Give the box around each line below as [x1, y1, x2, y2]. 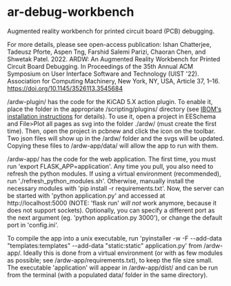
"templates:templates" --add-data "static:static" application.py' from [7, 241, 202, 249]
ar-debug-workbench [7, 4, 134, 20]
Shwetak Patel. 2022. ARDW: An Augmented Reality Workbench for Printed [7, 54, 221, 63]
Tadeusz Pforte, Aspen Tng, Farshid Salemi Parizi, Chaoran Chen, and [7, 48, 206, 56]
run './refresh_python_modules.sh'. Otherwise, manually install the [7, 176, 194, 185]
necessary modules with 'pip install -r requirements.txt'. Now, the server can [7, 184, 224, 192]
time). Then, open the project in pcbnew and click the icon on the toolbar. [7, 127, 216, 135]
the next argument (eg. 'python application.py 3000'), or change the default [7, 213, 223, 221]
